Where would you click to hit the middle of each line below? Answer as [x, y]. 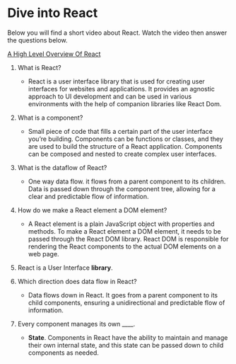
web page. [43, 254]
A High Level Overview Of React [54, 54]
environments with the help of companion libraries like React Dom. [125, 103]
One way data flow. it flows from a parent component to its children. [127, 181]
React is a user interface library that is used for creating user [116, 81]
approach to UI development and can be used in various [110, 96]
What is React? [39, 67]
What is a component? [50, 118]
